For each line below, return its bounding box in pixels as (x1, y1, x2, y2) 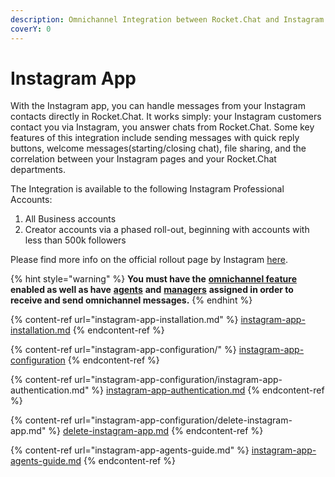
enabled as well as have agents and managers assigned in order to (10, 284, 294, 296)
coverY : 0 (10, 24, 52, 34)
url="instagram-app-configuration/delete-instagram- (74, 414, 293, 426)
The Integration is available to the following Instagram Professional (10, 183, 285, 195)
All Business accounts (24, 213, 117, 225)
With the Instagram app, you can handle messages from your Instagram (10, 100, 306, 112)
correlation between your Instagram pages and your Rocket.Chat (10, 153, 277, 165)
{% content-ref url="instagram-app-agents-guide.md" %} (10, 444, 250, 456)
